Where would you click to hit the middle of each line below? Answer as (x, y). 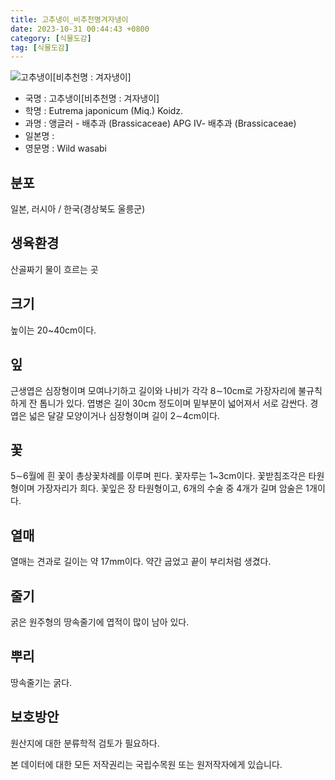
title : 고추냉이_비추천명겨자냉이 (69, 19)
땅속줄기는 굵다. (41, 682)
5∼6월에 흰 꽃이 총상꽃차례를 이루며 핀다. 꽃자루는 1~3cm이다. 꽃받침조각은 (158, 476)
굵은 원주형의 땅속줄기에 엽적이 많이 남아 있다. (100, 622)
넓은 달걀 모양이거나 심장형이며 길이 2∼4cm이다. (124, 415)
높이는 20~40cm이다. (53, 330)
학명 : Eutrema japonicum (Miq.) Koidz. (104, 111)
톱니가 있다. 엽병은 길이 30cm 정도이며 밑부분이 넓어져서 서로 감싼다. (173, 403)
